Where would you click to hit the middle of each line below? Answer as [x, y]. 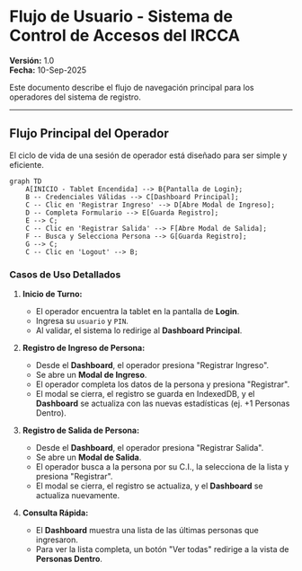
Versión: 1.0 [32, 60]
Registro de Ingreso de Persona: [84, 348]
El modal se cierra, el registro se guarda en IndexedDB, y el [145, 394]
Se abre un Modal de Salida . [89, 457]
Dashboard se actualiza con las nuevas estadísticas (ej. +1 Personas [163, 404]
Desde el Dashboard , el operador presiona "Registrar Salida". [150, 448]
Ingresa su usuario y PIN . [82, 321]
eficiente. [27, 164]
